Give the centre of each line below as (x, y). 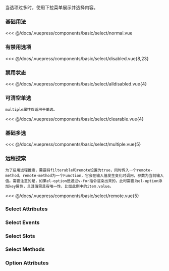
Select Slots (20, 236)
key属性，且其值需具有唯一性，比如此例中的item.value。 (61, 186)
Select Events (22, 222)
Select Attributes (26, 209)
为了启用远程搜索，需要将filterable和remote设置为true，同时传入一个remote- (79, 170)
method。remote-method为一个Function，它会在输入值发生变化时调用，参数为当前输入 (84, 175)
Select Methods (25, 249)
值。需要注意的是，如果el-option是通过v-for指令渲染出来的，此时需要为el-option (82, 181)
